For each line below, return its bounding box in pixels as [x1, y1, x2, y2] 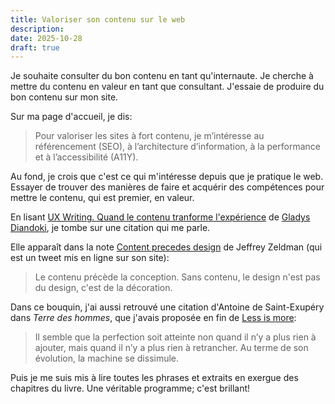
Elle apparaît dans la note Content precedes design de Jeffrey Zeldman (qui [10, 241, 323, 253]
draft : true [10, 42, 60, 53]
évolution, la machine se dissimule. [34, 352, 180, 365]
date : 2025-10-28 [10, 33, 83, 43]
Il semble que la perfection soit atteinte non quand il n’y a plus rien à [34, 331, 317, 343]
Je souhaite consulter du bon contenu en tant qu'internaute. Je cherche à [10, 70, 314, 82]
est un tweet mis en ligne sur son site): [10, 252, 170, 264]
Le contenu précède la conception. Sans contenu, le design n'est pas [34, 271, 321, 283]
